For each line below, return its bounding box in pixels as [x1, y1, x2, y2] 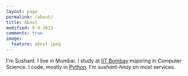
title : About [6, 19, 38, 25]
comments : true [6, 30, 43, 36]
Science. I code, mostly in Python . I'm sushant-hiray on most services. [6, 63, 176, 70]
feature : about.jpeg [11, 42, 61, 47]
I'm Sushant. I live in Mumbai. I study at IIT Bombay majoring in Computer [6, 57, 182, 64]
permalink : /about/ [6, 14, 54, 20]
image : [6, 36, 22, 42]
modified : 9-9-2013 [6, 25, 54, 31]
